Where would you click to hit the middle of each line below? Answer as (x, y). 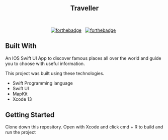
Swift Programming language (43, 83)
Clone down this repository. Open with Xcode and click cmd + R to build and (84, 127)
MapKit (20, 94)
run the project (21, 132)
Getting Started (30, 115)
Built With (21, 46)
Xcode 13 (22, 99)
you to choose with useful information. (45, 63)
